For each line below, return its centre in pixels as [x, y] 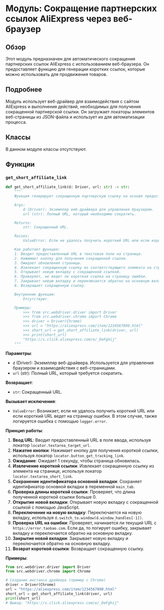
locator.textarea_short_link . [43, 476]
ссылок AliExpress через [58, 19]
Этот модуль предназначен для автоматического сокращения [71, 59]
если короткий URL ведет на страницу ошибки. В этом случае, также [85, 416]
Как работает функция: [37, 250]
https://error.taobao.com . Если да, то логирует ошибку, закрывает [82, 528]
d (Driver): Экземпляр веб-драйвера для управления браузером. [88, 209]
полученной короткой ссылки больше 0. [55, 497]
